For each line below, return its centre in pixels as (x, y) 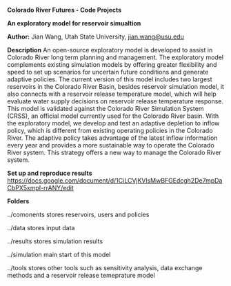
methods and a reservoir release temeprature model (81, 275)
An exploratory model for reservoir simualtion (74, 23)
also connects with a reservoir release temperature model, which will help (112, 94)
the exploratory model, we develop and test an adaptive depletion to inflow (113, 123)
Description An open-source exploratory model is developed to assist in (110, 50)
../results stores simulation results (55, 241)
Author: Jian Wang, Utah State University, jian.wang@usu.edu (96, 37)
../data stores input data (41, 228)
